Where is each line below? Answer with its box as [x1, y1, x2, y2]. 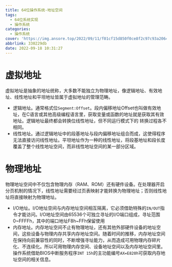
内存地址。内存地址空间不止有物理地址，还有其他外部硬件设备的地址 [12, 224, 157, 230]
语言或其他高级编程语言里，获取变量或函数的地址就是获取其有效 [30, 111, 165, 117]
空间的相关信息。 [17, 256, 54, 262]
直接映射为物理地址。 [14, 194, 59, 200]
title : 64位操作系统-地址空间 [5, 7, 63, 13]
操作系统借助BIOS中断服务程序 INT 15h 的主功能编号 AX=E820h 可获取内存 [12, 250, 161, 256]
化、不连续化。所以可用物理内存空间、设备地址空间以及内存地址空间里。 [12, 243, 165, 250]
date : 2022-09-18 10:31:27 [5, 46, 63, 51]
